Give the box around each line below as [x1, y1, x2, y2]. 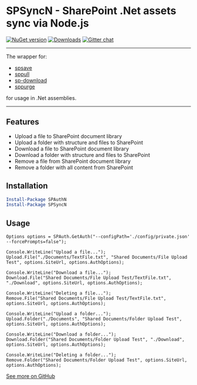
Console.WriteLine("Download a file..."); [6, 270, 111, 276]
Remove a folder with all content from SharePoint [14, 163, 134, 171]
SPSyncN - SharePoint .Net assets [6, 4, 176, 18]
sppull [14, 71, 30, 78]
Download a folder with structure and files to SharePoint [14, 151, 151, 158]
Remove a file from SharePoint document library [14, 158, 131, 165]
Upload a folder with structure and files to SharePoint [14, 139, 144, 146]
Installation [6, 181, 48, 191]
